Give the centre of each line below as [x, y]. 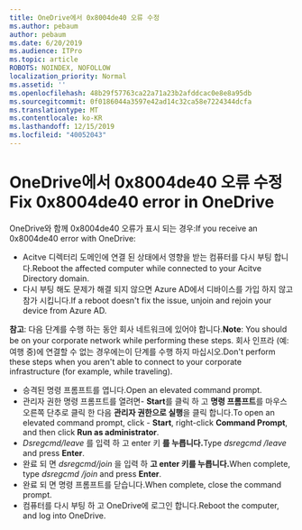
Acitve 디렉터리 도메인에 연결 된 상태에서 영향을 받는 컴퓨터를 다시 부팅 [147, 257]
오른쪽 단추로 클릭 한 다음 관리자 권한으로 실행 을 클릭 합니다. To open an [148, 412]
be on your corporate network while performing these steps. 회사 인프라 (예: [149, 340]
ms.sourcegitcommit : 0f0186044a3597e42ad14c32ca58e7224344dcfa [131, 101]
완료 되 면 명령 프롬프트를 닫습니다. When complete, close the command [152, 484]
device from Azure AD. [64, 310]
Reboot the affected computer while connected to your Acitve [147, 268]
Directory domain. [56, 278]
